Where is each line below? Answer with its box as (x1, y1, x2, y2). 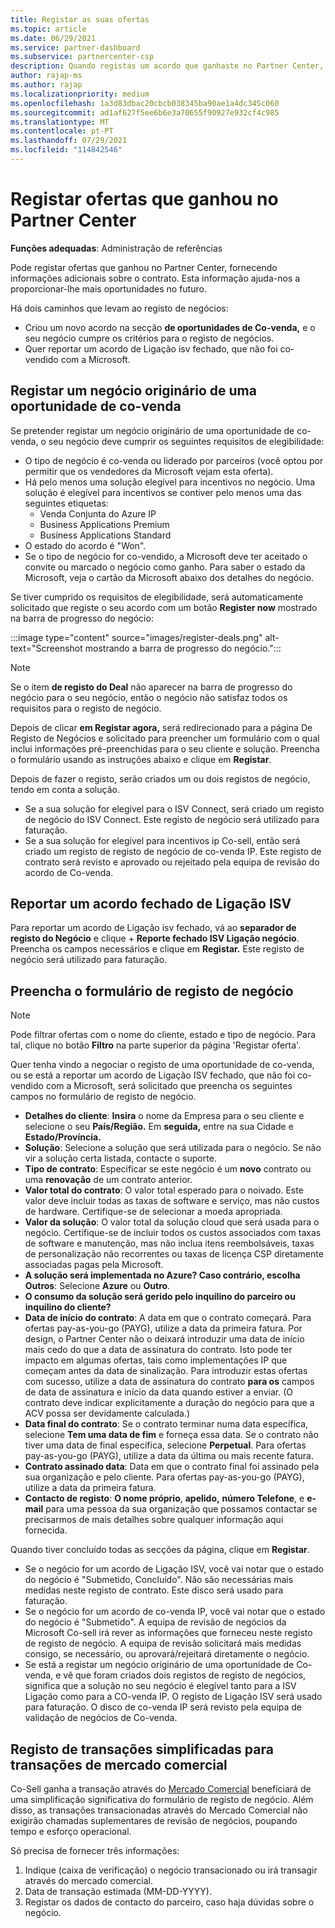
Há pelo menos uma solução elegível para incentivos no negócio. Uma (24, 476, 316, 488)
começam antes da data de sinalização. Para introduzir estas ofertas (24, 1365, 308, 1377)
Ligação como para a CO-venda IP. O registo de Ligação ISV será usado (24, 1691, 323, 1703)
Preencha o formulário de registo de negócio (10, 982, 294, 1000)
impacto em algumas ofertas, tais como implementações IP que (24, 1354, 288, 1366)
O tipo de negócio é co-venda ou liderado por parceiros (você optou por (24, 454, 324, 466)
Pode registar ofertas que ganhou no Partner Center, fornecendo (10, 261, 278, 273)
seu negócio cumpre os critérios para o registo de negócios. (24, 332, 275, 344)
